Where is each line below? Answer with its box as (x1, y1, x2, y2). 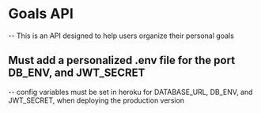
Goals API (8, 5, 74, 23)
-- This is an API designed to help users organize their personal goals (8, 31, 235, 40)
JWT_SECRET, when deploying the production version (8, 96, 184, 105)
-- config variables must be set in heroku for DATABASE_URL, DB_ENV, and (8, 87, 253, 96)
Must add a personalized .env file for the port (8, 54, 236, 67)
